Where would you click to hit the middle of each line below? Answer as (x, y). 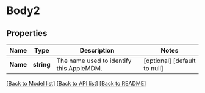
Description (97, 50)
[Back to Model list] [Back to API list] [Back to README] (76, 84)
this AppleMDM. (79, 68)
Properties (27, 33)
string (41, 65)
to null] (153, 68)
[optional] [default (169, 61)
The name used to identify (94, 61)
